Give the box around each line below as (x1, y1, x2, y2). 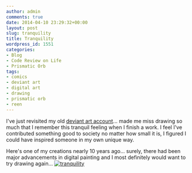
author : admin (6, 8, 41, 15)
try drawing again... (6, 160, 53, 167)
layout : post (6, 25, 38, 31)
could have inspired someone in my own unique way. (6, 136, 134, 143)
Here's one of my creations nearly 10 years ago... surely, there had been (6, 147, 181, 154)
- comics (6, 74, 28, 80)
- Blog (6, 52, 22, 58)
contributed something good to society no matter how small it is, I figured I (6, 130, 187, 137)
